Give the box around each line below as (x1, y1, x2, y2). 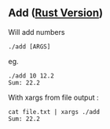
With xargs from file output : (8, 93, 99, 102)
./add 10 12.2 (8, 71, 55, 80)
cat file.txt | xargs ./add (8, 108, 101, 116)
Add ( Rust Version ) (8, 6, 104, 20)
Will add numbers (8, 27, 65, 36)
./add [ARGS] (8, 43, 51, 51)
